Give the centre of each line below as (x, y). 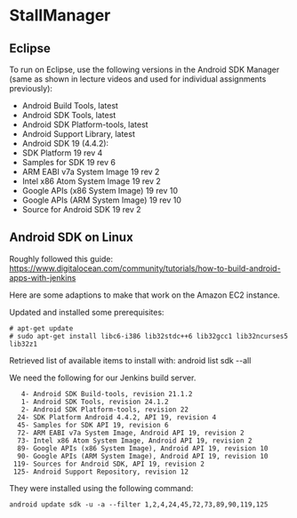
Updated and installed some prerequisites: (87, 312)
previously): (31, 88)
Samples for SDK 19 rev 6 (68, 162)
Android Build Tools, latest (70, 106)
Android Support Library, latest (78, 134)
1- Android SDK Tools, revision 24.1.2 (95, 402)
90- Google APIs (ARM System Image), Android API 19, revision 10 (143, 456)
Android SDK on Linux (71, 238)
